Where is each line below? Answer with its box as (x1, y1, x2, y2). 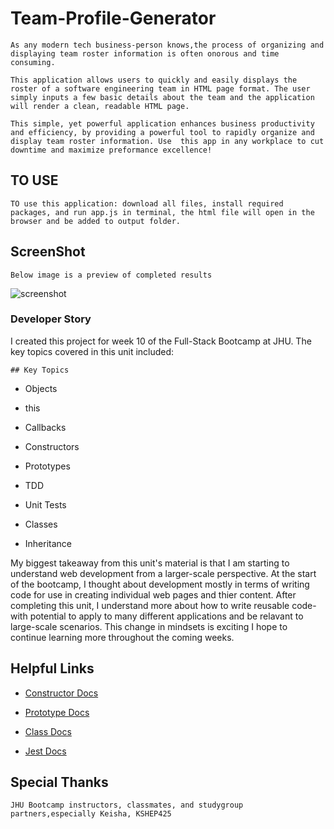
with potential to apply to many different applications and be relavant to (10, 610, 304, 622)
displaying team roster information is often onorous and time (10, 48, 280, 59)
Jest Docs (24, 745, 67, 757)
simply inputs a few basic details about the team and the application (10, 92, 315, 102)
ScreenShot (10, 243, 86, 261)
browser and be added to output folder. (10, 216, 182, 226)
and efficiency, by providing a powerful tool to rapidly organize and (10, 127, 315, 137)
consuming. (10, 57, 56, 67)
